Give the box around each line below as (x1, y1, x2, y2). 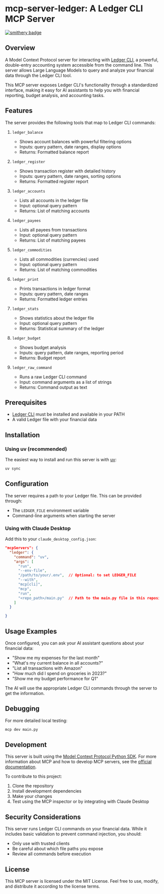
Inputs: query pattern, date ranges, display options (19, 144, 122, 149)
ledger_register (12, 159, 45, 164)
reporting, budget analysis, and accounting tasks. (5, 92, 105, 98)
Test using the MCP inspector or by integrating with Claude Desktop (12, 798, 149, 804)
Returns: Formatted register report (19, 178, 89, 184)
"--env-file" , (18, 568, 47, 573)
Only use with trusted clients (12, 841, 70, 846)
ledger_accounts (12, 189, 45, 194)
